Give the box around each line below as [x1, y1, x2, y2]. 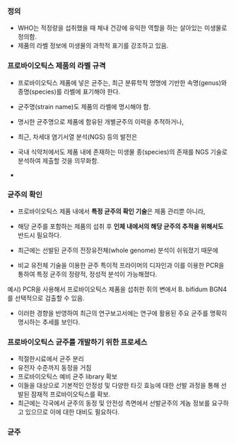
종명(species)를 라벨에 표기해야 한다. [17, 87, 121, 96]
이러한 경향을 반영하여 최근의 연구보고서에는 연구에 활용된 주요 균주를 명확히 [17, 308, 228, 317]
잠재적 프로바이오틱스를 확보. [30, 390, 111, 398]
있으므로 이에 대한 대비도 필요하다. [25, 408, 120, 416]
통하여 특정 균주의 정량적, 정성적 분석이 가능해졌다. [17, 269, 158, 278]
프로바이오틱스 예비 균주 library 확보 [17, 372, 118, 381]
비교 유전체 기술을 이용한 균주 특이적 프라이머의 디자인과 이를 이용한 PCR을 [17, 261, 225, 269]
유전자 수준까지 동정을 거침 [17, 364, 92, 372]
